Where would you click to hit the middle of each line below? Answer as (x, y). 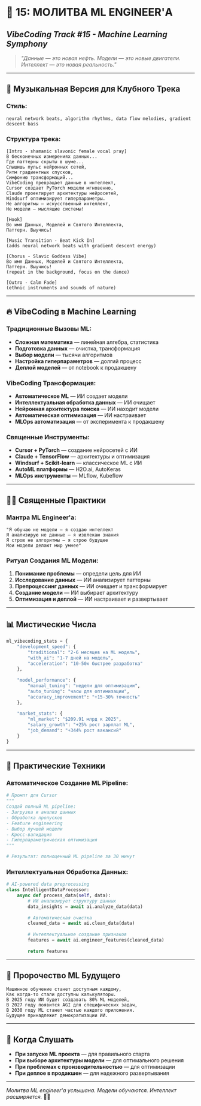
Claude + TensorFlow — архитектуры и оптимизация (82, 457)
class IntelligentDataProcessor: (48, 890)
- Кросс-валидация (29, 834)
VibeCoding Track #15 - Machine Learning (87, 35)
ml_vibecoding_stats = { (37, 642)
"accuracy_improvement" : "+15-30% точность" (84, 697)
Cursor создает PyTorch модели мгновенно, (60, 188)
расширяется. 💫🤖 (28, 1097)
